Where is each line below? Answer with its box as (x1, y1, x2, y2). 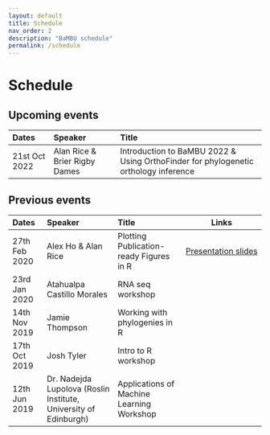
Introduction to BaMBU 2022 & (120, 146, 237, 157)
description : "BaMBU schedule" (8, 34, 113, 43)
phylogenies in (117, 317, 173, 328)
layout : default (8, 11, 63, 20)
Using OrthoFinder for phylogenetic (120, 156, 255, 167)
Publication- (117, 240, 166, 252)
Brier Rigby (53, 156, 96, 167)
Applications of (117, 378, 175, 389)
